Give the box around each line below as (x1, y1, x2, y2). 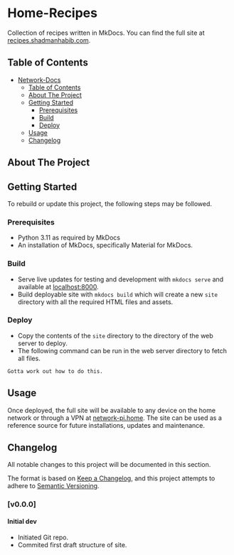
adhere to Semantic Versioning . (7, 482, 100, 490)
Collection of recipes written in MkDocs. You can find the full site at (7, 28, 205, 37)
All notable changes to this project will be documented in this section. (7, 460, 211, 469)
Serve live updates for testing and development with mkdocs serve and (17, 275, 224, 284)
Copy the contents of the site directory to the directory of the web (17, 331, 213, 340)
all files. (17, 354, 41, 362)
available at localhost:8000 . (17, 282, 99, 291)
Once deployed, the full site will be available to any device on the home (7, 406, 216, 414)
